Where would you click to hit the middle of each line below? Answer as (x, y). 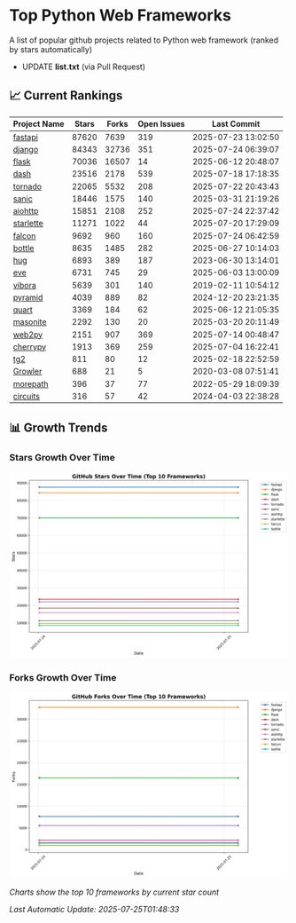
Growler (27, 371)
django (26, 149)
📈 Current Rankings (66, 95)
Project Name (39, 124)
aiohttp (26, 211)
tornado (27, 186)
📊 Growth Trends (58, 427)
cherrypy (30, 346)
